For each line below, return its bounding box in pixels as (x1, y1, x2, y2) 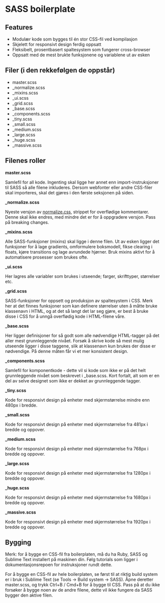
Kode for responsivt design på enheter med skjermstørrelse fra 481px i (5, 421, 148, 427)
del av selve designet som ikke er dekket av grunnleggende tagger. (5, 377, 141, 383)
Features (5, 23, 33, 32)
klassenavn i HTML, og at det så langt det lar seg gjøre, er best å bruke (5, 308, 149, 314)
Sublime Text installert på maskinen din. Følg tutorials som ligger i (5, 557, 138, 563)
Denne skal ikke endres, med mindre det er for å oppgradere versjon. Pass (5, 214, 156, 220)
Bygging (5, 538, 31, 547)
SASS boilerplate (5, 3, 76, 15)
